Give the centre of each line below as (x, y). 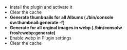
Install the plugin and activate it (41, 7)
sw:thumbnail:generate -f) (37, 22)
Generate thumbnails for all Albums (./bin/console (61, 17)
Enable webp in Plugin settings (40, 38)
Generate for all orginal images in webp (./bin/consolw (66, 28)
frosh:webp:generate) (33, 33)
